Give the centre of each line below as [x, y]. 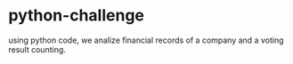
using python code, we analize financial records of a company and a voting [146, 40]
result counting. [37, 49]
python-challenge [76, 16]
